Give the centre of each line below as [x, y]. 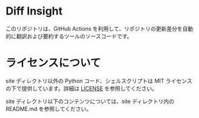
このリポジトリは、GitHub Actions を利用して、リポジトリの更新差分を [94, 28]
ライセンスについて [53, 63]
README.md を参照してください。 [49, 109]
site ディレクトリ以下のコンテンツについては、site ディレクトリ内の [90, 101]
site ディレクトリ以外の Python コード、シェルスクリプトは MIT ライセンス [99, 80]
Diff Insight [34, 11]
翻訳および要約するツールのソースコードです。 [74, 36]
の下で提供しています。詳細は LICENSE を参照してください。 [82, 88]
